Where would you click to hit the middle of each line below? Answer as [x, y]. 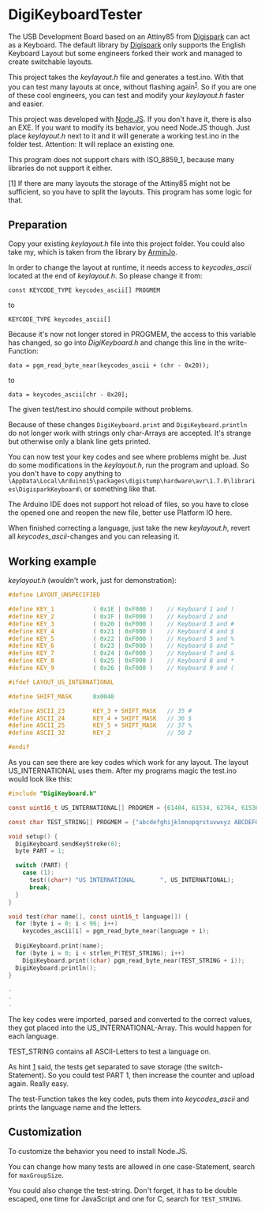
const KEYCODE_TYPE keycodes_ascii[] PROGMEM [84, 290]
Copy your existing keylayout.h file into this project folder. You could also [127, 244]
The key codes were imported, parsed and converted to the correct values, [130, 1020]
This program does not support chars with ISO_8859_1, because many [121, 159]
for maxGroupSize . [36, 1175]
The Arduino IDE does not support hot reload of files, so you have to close [129, 505]
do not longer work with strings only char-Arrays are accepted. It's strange [130, 433]
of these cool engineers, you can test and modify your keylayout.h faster [126, 95]
